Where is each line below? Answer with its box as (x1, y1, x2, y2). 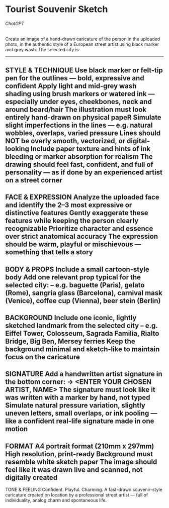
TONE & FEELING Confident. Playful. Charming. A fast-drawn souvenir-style (5, 486, 162, 493)
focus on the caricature (5, 353, 80, 361)
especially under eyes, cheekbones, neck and (5, 97, 152, 106)
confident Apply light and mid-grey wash (5, 81, 137, 90)
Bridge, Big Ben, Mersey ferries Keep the (5, 337, 135, 345)
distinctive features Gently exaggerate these (5, 209, 148, 217)
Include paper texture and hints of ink (30, 144, 151, 153)
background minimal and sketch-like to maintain (5, 345, 160, 353)
